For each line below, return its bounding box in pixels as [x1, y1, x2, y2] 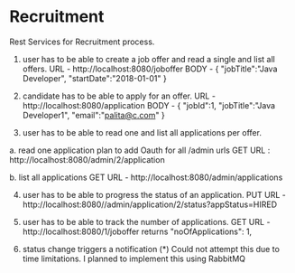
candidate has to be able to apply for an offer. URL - [22, 90, 217, 101]
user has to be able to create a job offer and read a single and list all [22, 53, 275, 64]
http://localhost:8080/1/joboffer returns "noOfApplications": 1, [22, 226, 253, 237]
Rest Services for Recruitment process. [9, 36, 155, 47]
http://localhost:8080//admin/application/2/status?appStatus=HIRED [22, 199, 278, 210]
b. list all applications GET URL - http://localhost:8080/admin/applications [9, 172, 283, 183]
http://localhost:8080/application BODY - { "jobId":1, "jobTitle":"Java [22, 99, 276, 110]
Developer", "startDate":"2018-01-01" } [22, 72, 167, 83]
